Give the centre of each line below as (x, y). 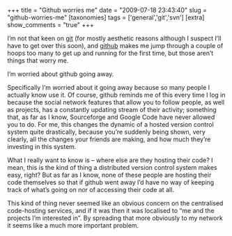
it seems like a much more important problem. (73, 225)
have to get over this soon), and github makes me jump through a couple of (115, 46)
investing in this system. (42, 147)
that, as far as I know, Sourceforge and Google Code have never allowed (111, 117)
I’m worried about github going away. (61, 74)
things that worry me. (38, 61)
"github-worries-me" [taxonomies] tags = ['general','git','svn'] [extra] (106, 17)
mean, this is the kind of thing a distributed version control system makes (112, 167)
